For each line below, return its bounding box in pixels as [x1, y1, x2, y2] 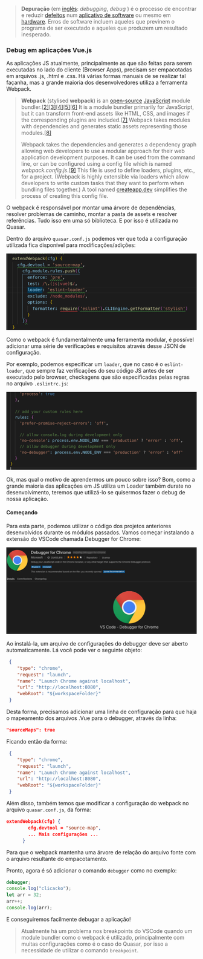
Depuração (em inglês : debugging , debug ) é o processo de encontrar [21, 5, 197, 12]
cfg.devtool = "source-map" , [28, 825, 101, 831]
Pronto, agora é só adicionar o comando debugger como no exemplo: [6, 866, 177, 874]
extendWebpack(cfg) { [6, 819, 61, 825]
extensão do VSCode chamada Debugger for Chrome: [6, 535, 141, 543]
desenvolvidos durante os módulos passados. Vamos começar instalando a [6, 529, 195, 536]
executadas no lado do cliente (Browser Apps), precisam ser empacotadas [6, 66, 192, 73]
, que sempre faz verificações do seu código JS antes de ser [22, 367, 174, 375]
